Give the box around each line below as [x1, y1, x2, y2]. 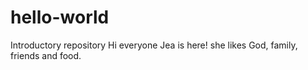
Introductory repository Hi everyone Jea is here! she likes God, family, [10, 39, 298, 51]
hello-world [10, 6, 110, 29]
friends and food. [10, 49, 82, 61]
